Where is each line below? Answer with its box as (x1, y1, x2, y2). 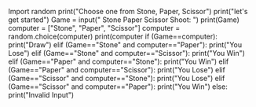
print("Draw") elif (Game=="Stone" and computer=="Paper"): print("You (8, 40, 242, 50)
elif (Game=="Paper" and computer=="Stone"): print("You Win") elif (8, 57, 229, 66)
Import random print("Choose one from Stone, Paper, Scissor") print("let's (8, 7, 248, 16)
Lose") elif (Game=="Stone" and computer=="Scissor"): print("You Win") (8, 49, 246, 57)
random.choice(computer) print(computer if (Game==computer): (8, 31, 218, 41)
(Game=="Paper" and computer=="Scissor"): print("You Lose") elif (8, 65, 225, 74)
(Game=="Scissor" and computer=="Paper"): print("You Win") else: (8, 82, 228, 91)
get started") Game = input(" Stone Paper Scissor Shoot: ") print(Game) (8, 15, 240, 24)
